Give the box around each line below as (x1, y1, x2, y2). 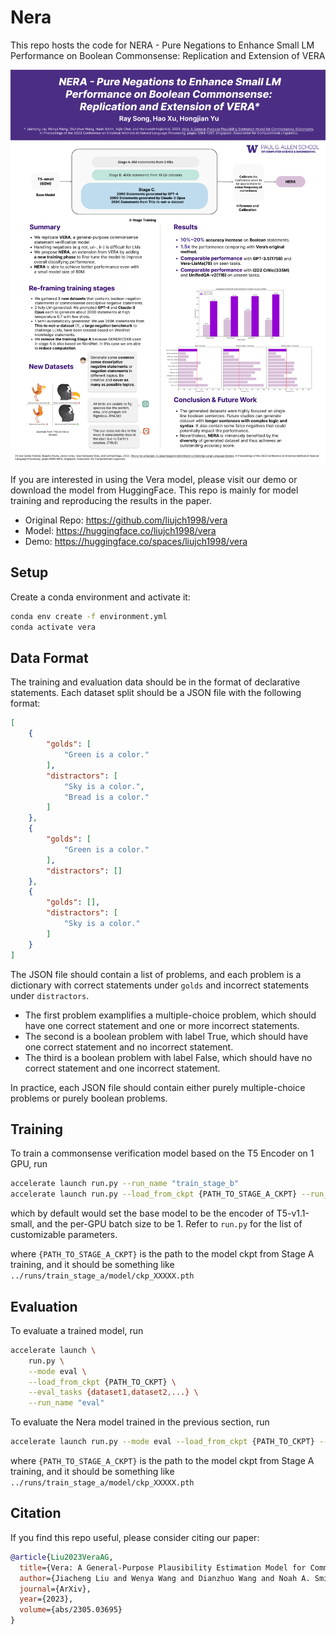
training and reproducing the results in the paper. (10, 495, 212, 507)
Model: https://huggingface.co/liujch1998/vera (24, 525, 217, 537)
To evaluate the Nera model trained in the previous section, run (10, 1416, 270, 1428)
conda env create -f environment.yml (10, 611, 168, 621)
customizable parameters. (10, 1229, 118, 1241)
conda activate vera (10, 622, 97, 632)
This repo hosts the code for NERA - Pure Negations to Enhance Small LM (10, 39, 315, 51)
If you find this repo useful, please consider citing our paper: (10, 1531, 260, 1543)
